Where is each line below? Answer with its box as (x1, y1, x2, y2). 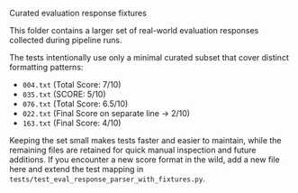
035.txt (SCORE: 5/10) (22, 89, 106, 99)
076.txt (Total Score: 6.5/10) (22, 98, 129, 109)
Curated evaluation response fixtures (9, 8, 147, 18)
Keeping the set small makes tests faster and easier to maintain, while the (9, 135, 282, 145)
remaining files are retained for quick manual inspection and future (9, 144, 257, 155)
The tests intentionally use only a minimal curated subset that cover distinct (9, 52, 290, 62)
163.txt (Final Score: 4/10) (22, 117, 122, 128)
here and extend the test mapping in (9, 164, 144, 174)
